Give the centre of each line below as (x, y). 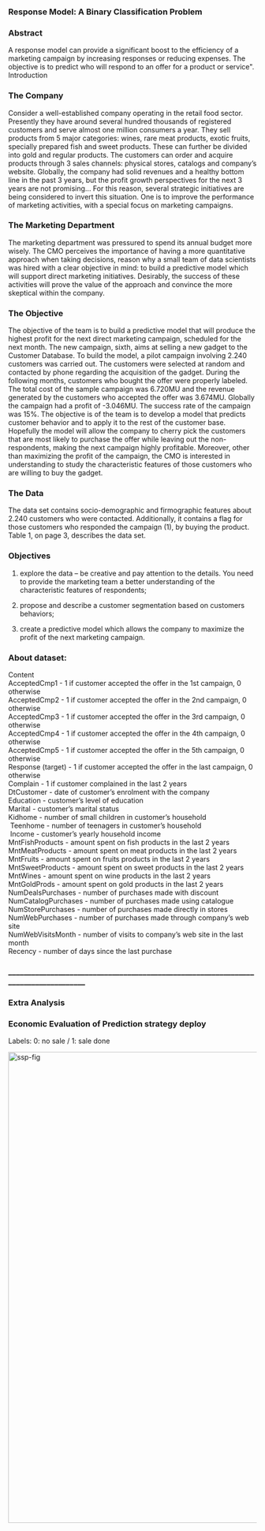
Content (21, 675)
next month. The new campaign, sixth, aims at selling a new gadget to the (128, 347)
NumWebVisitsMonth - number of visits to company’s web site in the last (126, 934)
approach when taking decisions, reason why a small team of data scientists (132, 259)
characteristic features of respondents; (83, 590)
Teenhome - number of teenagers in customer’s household (106, 825)
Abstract (26, 32)
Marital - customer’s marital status (64, 809)
